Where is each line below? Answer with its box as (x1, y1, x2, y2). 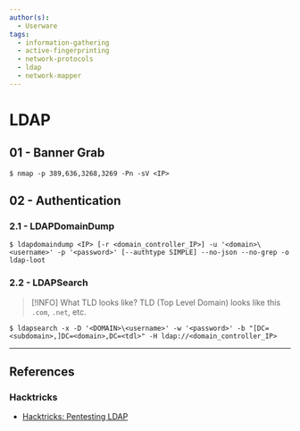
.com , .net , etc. (30, 306, 87, 317)
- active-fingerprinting (17, 46, 110, 55)
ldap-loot (9, 256, 46, 265)
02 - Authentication (9, 193, 121, 208)
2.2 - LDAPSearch (9, 276, 88, 289)
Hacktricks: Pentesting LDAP (21, 411, 129, 422)
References (9, 364, 75, 380)
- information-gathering (17, 38, 110, 47)
